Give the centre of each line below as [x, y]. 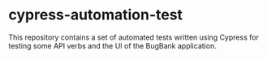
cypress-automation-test [96, 15]
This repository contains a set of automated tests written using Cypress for [134, 37]
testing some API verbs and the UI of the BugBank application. [112, 45]
